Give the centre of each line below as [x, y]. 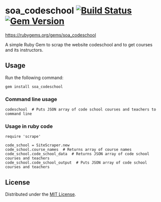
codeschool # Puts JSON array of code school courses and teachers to [80, 109]
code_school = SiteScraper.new [37, 145]
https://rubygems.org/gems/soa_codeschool [51, 35]
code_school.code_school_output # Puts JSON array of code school [76, 163]
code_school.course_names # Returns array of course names [69, 150]
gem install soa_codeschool [34, 87]
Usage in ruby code [29, 126]
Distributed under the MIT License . [41, 195]
